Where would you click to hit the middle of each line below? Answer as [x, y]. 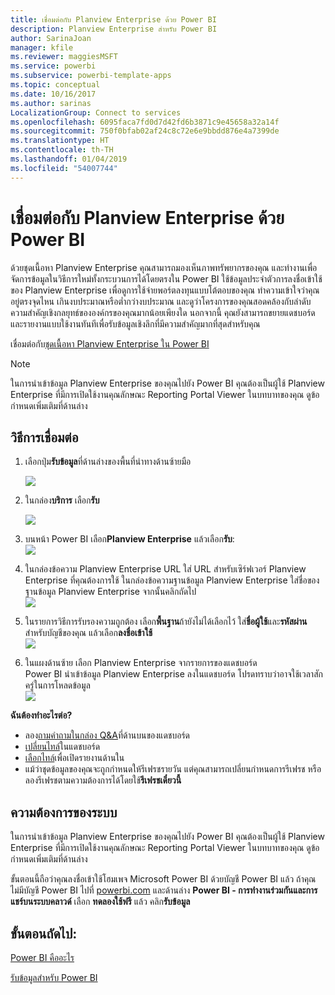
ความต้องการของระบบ [64, 812]
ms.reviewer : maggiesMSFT [64, 57]
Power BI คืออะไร [42, 957]
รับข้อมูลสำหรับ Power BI [54, 977]
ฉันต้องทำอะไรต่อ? [41, 715]
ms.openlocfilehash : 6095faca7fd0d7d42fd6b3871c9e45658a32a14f [145, 122]
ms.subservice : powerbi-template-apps [91, 76]
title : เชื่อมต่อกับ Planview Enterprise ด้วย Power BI [113, 19]
